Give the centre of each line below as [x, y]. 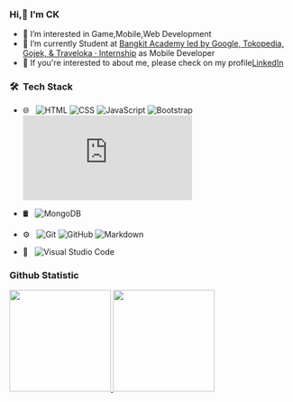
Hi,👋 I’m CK [35, 14]
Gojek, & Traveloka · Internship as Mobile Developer [119, 53]
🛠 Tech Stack [41, 87]
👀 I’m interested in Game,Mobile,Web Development [117, 34]
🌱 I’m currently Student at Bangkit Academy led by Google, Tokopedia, [153, 43]
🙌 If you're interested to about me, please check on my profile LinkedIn [153, 63]
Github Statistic [44, 275]
